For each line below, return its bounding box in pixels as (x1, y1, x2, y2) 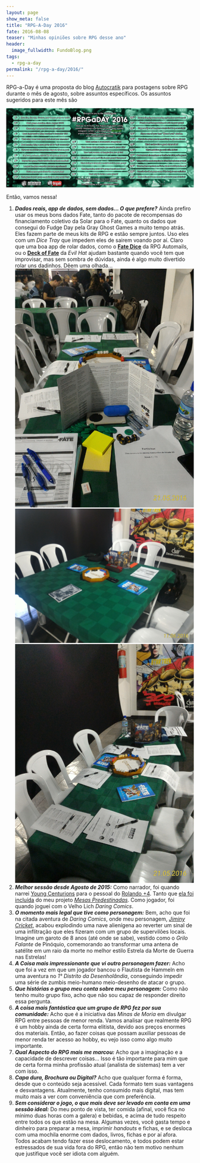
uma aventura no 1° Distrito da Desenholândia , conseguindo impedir (14, 973, 183, 980)
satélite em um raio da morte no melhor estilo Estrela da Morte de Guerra (14, 947, 194, 955)
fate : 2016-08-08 (6, 29, 49, 35)
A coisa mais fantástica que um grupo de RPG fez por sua (14, 1004, 161, 1011)
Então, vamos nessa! (6, 193, 58, 200)
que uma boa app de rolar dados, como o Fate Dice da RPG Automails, (14, 242, 189, 250)
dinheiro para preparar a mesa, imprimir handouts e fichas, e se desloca (14, 1125, 192, 1132)
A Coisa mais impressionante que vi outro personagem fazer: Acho (14, 960, 186, 967)
